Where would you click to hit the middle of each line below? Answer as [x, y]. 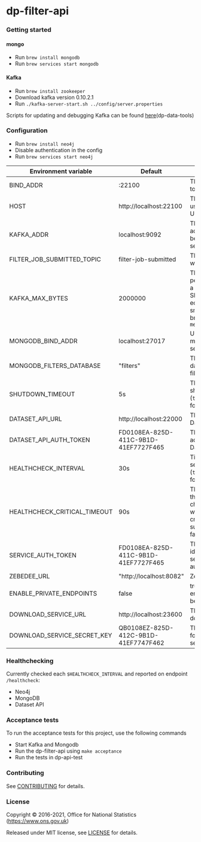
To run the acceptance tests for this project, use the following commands [96, 733]
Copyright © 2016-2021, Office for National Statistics [71, 814]
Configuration [27, 131]
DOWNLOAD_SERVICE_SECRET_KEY [61, 635]
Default [151, 171]
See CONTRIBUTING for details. [45, 786]
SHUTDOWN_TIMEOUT [42, 394]
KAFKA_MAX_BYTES [39, 298]
